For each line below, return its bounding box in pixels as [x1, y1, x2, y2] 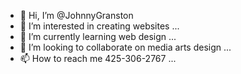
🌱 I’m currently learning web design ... [19, 31, 177, 42]
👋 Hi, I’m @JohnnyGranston [19, 10, 134, 21]
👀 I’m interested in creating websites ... [19, 20, 180, 32]
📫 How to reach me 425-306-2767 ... [19, 53, 177, 64]
